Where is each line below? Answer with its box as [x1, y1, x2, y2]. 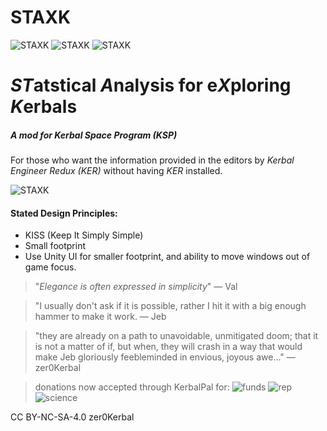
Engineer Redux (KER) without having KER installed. [10, 165, 223, 177]
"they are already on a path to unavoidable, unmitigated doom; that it [34, 330, 319, 342]
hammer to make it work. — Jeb [34, 311, 167, 323]
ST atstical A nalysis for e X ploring [10, 74, 292, 97]
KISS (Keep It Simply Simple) [24, 229, 144, 241]
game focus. [24, 261, 77, 273]
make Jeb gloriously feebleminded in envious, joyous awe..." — [34, 351, 296, 363]
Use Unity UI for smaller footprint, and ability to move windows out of [24, 251, 311, 263]
